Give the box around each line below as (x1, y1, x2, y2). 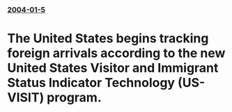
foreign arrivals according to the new (7, 45, 226, 61)
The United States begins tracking (7, 31, 209, 47)
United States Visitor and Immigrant (7, 61, 219, 76)
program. (46, 90, 102, 106)
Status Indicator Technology (7, 75, 176, 91)
